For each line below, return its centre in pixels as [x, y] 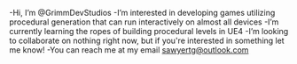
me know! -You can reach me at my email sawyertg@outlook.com [129, 50]
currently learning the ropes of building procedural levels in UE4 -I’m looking [149, 31]
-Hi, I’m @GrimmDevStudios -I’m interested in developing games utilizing [142, 13]
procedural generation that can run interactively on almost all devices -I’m [144, 22]
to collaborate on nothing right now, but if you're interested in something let [147, 40]
